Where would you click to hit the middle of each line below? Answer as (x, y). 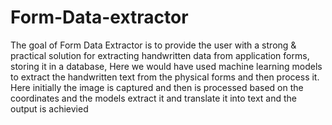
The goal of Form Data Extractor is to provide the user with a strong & (153, 45)
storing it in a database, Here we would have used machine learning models (166, 66)
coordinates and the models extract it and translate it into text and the (154, 98)
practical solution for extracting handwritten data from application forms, (160, 55)
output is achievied (49, 108)
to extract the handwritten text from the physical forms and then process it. (165, 77)
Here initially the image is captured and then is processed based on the (157, 87)
